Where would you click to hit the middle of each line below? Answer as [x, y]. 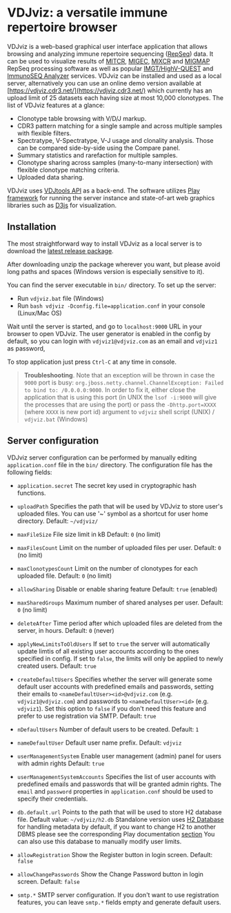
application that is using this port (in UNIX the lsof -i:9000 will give [120, 397]
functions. [31, 493]
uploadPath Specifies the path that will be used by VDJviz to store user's [120, 506]
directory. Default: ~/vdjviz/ [58, 521]
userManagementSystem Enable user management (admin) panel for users [119, 756]
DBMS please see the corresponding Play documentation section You [116, 834]
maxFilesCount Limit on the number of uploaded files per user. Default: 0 [119, 547]
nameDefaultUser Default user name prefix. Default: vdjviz [99, 743]
